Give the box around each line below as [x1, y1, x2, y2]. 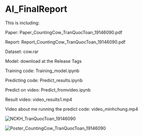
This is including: [5, 20, 40, 26]
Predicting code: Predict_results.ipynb [5, 77, 83, 83]
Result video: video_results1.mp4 [5, 96, 73, 102]
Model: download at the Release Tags [5, 58, 82, 64]
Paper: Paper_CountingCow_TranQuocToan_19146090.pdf [5, 29, 123, 35]
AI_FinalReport [5, 3, 68, 15]
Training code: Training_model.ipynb [5, 68, 80, 74]
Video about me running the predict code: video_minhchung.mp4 [5, 106, 139, 112]
